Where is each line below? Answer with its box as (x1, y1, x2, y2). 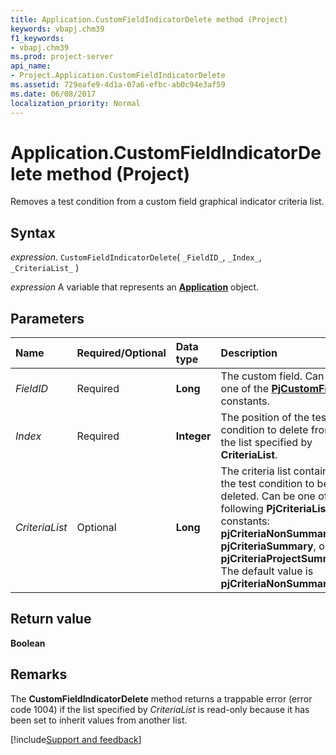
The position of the (220, 411, 310, 425)
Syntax (10, 224, 56, 241)
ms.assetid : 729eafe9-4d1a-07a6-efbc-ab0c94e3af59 (10, 80, 226, 90)
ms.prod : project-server (10, 52, 114, 62)
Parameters (10, 310, 85, 327)
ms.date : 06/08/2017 (10, 89, 97, 99)
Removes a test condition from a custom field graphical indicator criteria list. (10, 196, 325, 208)
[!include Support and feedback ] (10, 733, 142, 745)
